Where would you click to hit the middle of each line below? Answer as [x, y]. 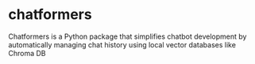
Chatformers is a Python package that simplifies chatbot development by [127, 36]
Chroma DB [27, 53]
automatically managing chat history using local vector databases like [122, 44]
